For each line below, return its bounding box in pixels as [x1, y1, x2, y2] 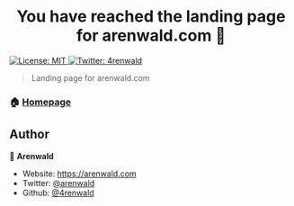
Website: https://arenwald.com [22, 168, 137, 179]
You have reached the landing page [16, 6, 286, 27]
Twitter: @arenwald [22, 177, 95, 188]
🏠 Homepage [9, 95, 72, 108]
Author [9, 127, 49, 142]
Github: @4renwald [22, 187, 94, 198]
